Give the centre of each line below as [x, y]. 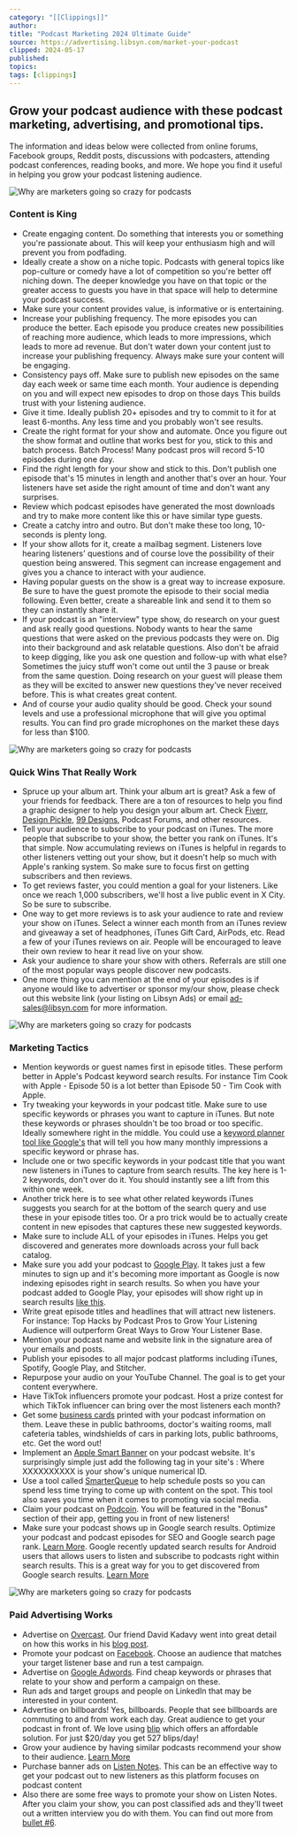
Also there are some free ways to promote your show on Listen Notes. [149, 1794]
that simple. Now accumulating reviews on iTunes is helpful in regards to [154, 848]
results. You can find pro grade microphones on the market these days [151, 722]
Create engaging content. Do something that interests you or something [153, 233]
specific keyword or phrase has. [80, 1152]
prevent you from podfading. [74, 252]
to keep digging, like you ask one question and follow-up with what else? [154, 657]
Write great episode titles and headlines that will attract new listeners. [148, 1312]
